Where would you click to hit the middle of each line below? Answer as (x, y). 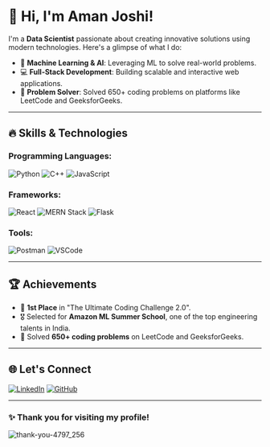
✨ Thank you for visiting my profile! (79, 417)
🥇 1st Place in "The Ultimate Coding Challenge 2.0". (105, 308)
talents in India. (45, 328)
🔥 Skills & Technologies (68, 133)
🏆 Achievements (53, 284)
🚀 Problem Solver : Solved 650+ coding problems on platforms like (130, 92)
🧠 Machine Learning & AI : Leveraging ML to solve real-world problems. (138, 63)
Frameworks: (35, 195)
